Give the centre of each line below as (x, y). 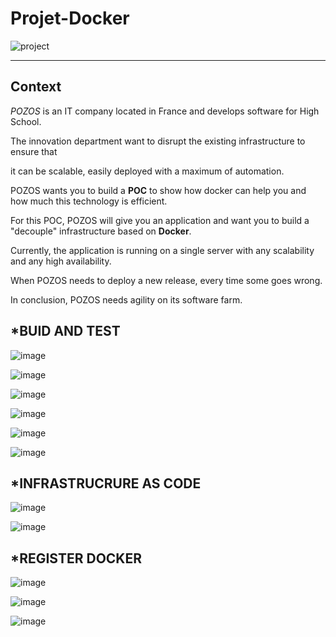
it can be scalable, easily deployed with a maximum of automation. (147, 171)
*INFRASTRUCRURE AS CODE (106, 483)
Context (36, 87)
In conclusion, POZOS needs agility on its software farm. (126, 299)
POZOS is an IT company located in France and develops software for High (165, 111)
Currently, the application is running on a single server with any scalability (162, 250)
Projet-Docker (70, 18)
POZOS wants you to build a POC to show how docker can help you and (158, 190)
